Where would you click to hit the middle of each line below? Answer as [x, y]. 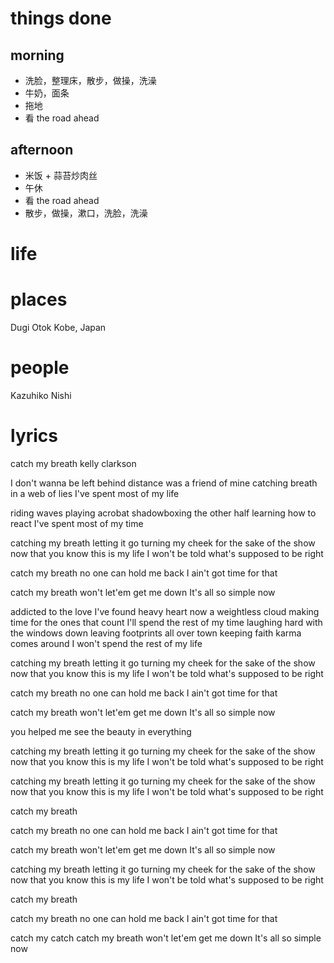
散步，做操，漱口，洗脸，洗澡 [86, 213]
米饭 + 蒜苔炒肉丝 [61, 175]
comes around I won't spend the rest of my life [106, 643]
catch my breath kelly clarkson [73, 463]
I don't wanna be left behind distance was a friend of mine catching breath [164, 483]
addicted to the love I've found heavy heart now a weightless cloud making [165, 611]
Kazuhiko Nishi [41, 395]
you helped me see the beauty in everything [101, 731]
